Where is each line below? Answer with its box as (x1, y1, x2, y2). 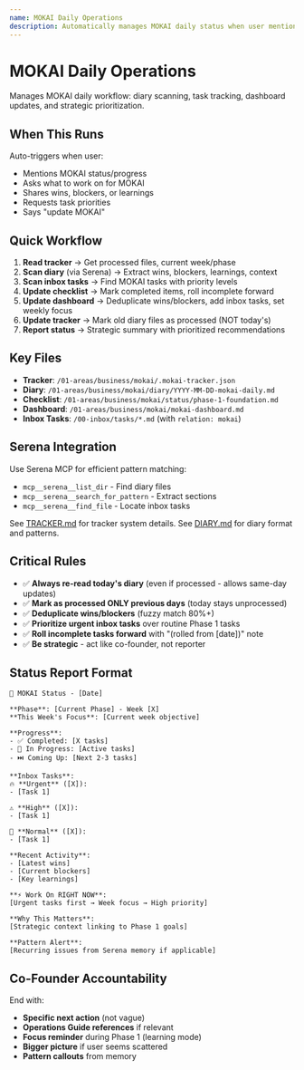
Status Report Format (9, 665, 133, 680)
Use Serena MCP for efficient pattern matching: (9, 463, 187, 474)
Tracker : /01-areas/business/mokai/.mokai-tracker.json (22, 374, 236, 385)
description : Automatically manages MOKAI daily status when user (9, 22, 265, 31)
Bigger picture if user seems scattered (22, 1041, 168, 1052)
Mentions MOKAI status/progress (22, 169, 147, 179)
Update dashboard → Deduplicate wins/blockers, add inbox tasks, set (22, 295, 285, 306)
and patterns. (9, 527, 60, 538)
